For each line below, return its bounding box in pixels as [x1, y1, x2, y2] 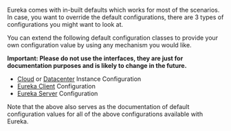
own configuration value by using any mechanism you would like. [7, 41, 192, 49]
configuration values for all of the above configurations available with [7, 110, 203, 118]
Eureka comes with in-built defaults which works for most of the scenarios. [7, 6, 220, 14]
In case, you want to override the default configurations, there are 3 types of [7, 13, 224, 21]
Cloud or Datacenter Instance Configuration [16, 75, 142, 83]
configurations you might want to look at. [7, 21, 124, 28]
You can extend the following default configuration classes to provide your [7, 34, 219, 42]
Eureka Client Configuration [16, 82, 96, 90]
